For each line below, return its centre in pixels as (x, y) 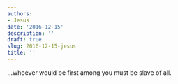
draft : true (24, 40)
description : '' (31, 33)
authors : (20, 14)
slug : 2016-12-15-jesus (42, 46)
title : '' (22, 53)
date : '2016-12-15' (36, 27)
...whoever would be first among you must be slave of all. (90, 72)
